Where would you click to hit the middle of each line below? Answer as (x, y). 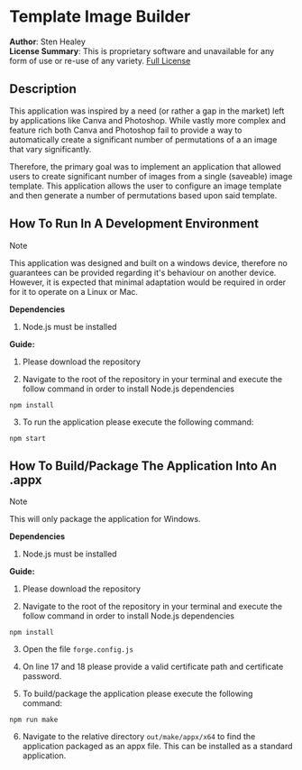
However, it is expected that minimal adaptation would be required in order (148, 282)
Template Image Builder (100, 17)
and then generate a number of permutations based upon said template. (143, 195)
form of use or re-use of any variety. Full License (100, 60)
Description (43, 89)
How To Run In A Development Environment (134, 224)
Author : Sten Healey (47, 41)
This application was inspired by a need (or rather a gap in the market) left (147, 111)
